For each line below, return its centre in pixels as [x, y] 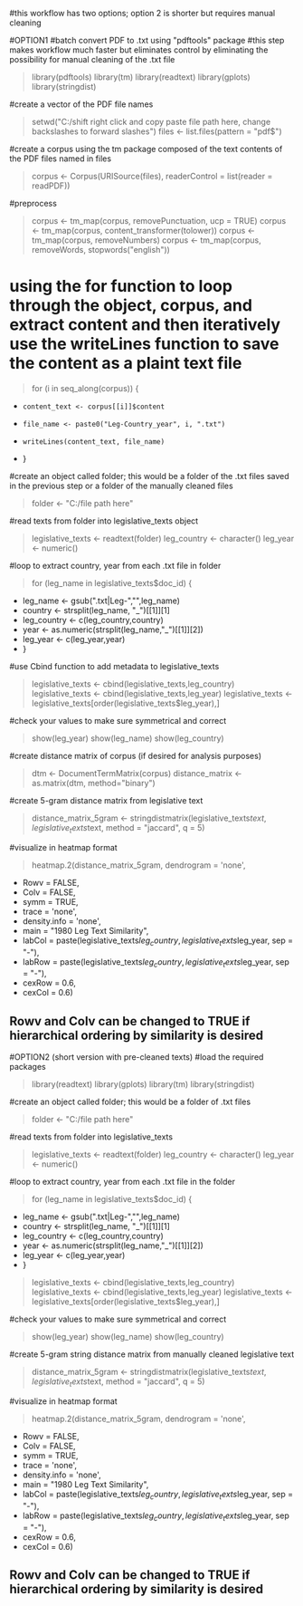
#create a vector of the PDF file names [81, 104]
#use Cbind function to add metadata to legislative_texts [114, 666]
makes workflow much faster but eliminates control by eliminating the [139, 50]
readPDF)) [51, 186]
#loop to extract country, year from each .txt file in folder [115, 565]
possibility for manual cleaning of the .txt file [92, 59]
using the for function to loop [121, 287]
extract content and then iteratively [145, 325]
